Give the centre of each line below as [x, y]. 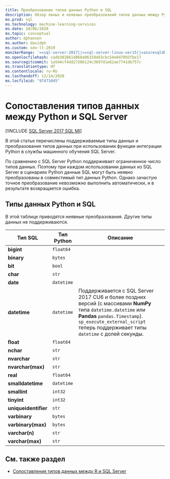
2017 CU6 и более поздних [112, 297]
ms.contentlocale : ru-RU [31, 72]
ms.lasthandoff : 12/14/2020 [35, 76]
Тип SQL [28, 238]
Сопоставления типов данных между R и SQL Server [69, 471]
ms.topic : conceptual [28, 34]
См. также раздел [35, 459]
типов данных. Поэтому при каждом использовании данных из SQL [79, 167]
